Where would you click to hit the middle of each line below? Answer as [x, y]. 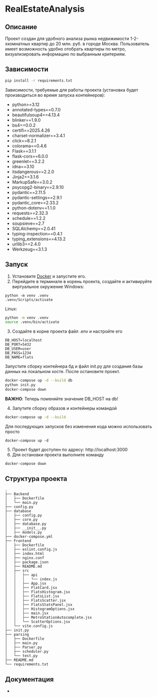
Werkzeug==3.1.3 [30, 249]
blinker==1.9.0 [26, 120]
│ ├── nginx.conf [25, 558]
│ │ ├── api [21, 575]
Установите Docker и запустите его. [49, 276]
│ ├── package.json [27, 562]
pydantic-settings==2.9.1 [37, 197]
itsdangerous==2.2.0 [33, 172]
